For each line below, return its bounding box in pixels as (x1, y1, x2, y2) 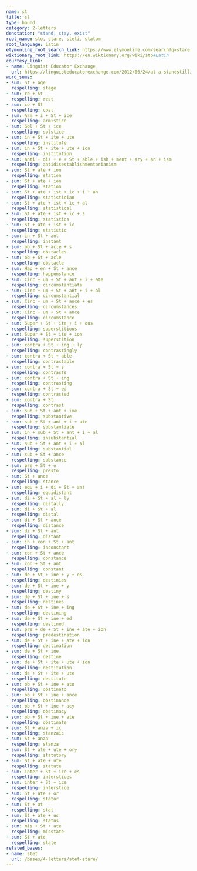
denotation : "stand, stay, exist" (6, 31, 91, 36)
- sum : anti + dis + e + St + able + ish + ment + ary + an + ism (6, 156, 172, 162)
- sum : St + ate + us (6, 812, 59, 818)
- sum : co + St (6, 101, 43, 108)
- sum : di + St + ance (6, 517, 62, 523)
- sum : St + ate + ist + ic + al (6, 200, 88, 206)
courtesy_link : (6, 58, 43, 64)
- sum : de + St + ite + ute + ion (6, 659, 91, 665)
